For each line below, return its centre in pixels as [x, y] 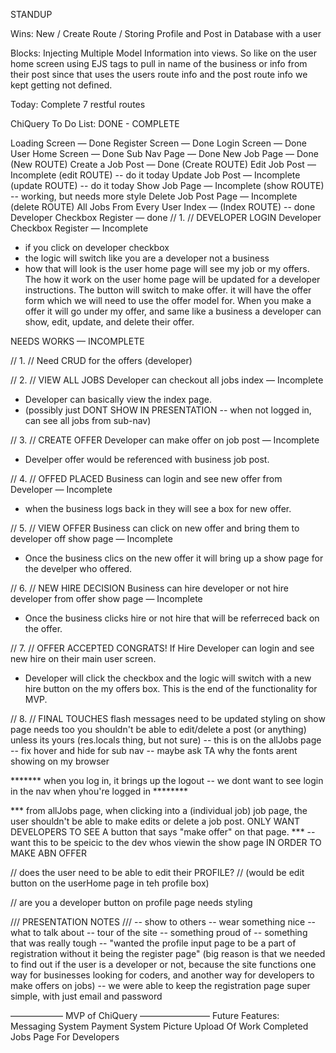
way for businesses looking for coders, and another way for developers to [162, 975]
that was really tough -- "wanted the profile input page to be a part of [153, 943]
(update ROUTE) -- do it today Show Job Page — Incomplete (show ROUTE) [167, 185]
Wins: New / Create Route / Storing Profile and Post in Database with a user [166, 33]
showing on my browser [60, 761]
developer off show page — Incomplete [91, 538]
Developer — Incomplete [61, 489]
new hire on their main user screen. [83, 658]
